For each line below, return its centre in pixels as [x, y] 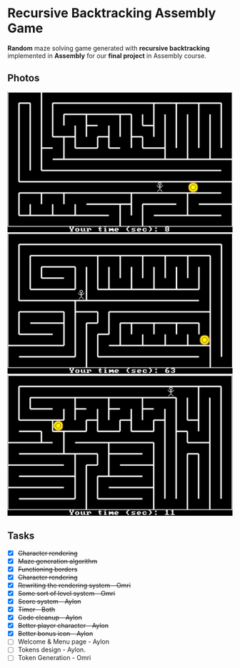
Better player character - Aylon [63, 626]
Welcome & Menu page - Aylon [63, 642]
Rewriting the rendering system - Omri [74, 585]
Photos [24, 78]
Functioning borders [47, 569]
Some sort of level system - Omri [66, 593]
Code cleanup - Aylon [50, 618]
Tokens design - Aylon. [51, 650]
